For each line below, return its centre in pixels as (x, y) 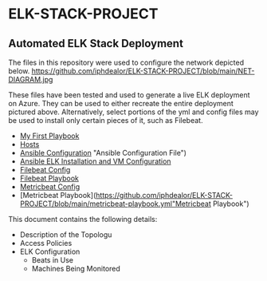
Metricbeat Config (50, 187)
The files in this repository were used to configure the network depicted (126, 62)
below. (19, 71)
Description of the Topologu (66, 235)
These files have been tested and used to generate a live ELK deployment (129, 95)
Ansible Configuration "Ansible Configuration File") (103, 153)
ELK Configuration (50, 251)
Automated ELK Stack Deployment (96, 44)
